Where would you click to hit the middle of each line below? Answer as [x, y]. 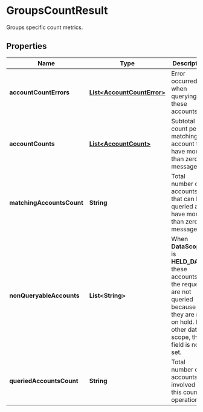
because [184, 307]
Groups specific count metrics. [45, 27]
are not [181, 292]
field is [181, 344]
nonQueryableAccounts [44, 295]
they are [183, 314]
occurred [184, 81]
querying [184, 96]
